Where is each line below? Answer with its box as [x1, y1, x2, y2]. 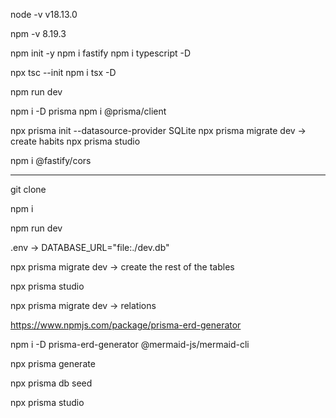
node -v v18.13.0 [10, 9, 78, 20]
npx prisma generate [10, 358, 96, 369]
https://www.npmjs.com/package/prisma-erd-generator [10, 319, 242, 331]
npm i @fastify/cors [10, 155, 92, 166]
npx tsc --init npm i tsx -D [10, 67, 117, 78]
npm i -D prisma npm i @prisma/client [10, 105, 167, 117]
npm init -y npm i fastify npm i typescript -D [10, 47, 192, 59]
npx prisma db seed [10, 377, 93, 389]
